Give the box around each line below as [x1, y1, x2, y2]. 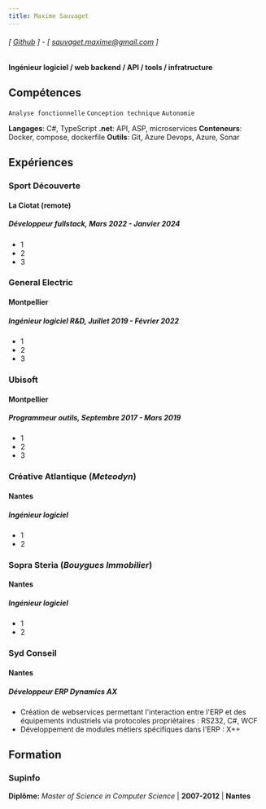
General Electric [8, 277, 73, 288]
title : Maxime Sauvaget [8, 11, 89, 20]
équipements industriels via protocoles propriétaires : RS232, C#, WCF [20, 715, 258, 725]
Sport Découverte [8, 180, 81, 191]
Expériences [8, 156, 74, 169]
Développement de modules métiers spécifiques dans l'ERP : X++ [20, 724, 241, 734]
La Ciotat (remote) [8, 200, 72, 210]
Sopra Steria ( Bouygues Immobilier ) [8, 559, 153, 570]
